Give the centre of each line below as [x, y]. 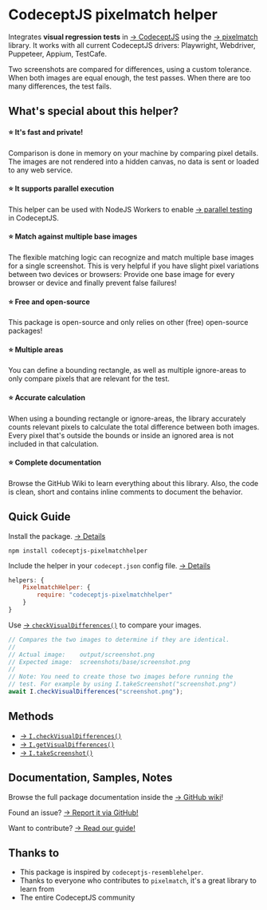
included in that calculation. [53, 444]
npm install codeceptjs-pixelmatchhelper [78, 551]
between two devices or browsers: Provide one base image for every [122, 274]
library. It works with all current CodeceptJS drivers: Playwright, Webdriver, [132, 45]
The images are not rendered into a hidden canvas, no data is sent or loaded [133, 161]
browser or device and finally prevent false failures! [92, 283]
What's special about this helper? [94, 111]
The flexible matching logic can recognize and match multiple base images [131, 257]
